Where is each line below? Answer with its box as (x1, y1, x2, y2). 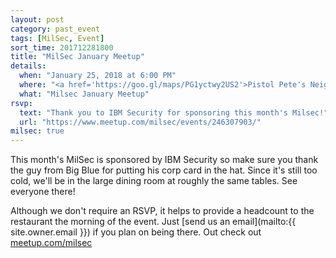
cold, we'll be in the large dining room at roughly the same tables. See (10, 175, 298, 187)
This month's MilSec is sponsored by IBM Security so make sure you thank (10, 154, 319, 166)
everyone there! (10, 186, 76, 198)
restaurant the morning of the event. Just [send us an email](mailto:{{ (10, 216, 297, 228)
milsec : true (10, 126, 65, 136)
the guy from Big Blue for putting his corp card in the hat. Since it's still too (10, 164, 318, 176)
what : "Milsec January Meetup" (19, 89, 150, 99)
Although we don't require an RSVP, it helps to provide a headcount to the (10, 205, 315, 217)
